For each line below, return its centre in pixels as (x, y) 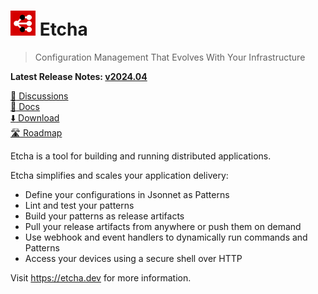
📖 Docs (25, 106)
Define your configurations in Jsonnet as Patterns (127, 194)
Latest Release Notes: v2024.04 (79, 76)
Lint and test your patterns (79, 205)
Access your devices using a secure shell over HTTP (133, 258)
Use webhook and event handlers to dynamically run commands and (166, 237)
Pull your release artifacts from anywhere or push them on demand (163, 226)
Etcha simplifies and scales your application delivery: (119, 175)
